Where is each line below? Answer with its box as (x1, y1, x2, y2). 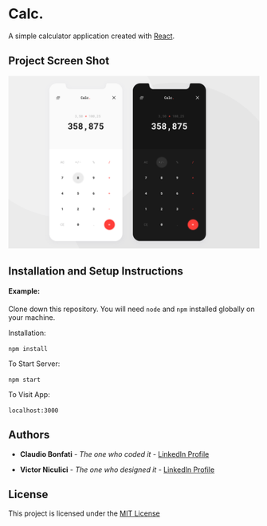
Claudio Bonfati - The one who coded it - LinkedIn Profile (19, 449, 210, 458)
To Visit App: (8, 389, 50, 399)
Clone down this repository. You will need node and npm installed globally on (8, 304, 255, 314)
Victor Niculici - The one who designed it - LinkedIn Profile (19, 465, 215, 474)
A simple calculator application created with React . (8, 31, 175, 41)
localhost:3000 (8, 407, 59, 415)
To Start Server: (8, 359, 61, 368)
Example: (8, 286, 41, 296)
